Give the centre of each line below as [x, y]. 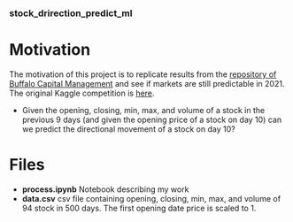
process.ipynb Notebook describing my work [105, 189]
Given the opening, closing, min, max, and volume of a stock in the [143, 110]
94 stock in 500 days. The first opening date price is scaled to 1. [139, 208]
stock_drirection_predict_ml [71, 13]
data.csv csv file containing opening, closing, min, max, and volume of [151, 198]
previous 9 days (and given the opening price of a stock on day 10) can [151, 119]
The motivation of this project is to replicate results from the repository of [143, 74]
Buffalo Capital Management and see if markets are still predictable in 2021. [147, 83]
